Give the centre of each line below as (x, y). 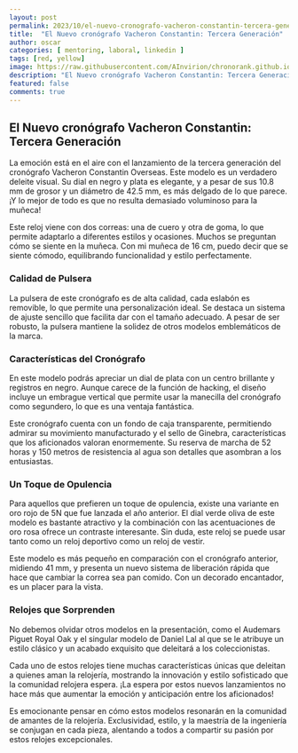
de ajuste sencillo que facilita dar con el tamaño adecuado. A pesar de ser (145, 317)
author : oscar (35, 42)
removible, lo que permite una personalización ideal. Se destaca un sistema (147, 307)
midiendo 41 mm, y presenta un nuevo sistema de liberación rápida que (140, 568)
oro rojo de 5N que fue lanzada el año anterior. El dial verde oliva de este (142, 513)
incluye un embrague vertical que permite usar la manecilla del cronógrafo (145, 397)
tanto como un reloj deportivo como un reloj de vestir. (107, 542)
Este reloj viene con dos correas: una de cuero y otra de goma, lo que (137, 227)
